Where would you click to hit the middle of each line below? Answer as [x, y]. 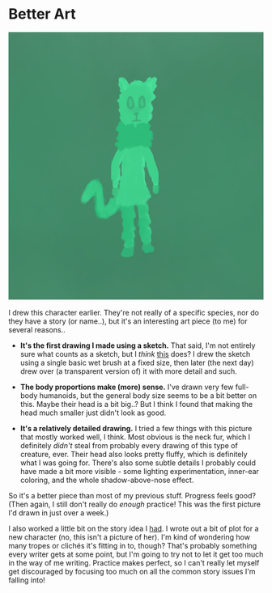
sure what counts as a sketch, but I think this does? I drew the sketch [135, 354]
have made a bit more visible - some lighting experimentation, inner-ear [139, 471]
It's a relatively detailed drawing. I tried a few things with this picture [136, 428]
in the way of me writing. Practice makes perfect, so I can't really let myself [134, 562]
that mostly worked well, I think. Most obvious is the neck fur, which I [135, 437]
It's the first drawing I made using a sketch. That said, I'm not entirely [138, 345]
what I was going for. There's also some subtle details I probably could [138, 463]
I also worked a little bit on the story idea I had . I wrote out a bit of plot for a [134, 528]
